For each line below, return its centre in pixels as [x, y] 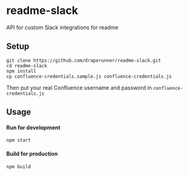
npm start [19, 140]
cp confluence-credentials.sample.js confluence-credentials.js [89, 76]
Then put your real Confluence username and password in [79, 87]
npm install [21, 71]
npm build [19, 167]
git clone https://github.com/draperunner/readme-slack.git [84, 60]
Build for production [32, 154]
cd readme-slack [27, 66]
